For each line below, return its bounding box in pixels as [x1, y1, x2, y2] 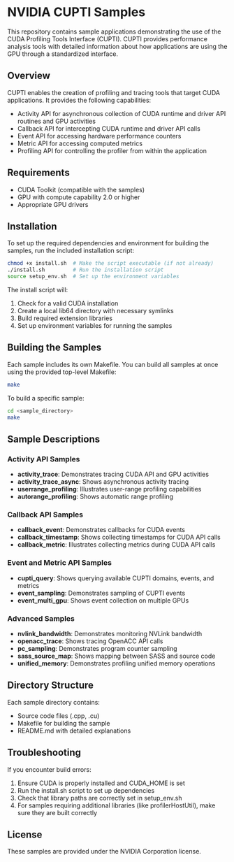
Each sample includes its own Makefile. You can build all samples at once [7, 360, 219, 368]
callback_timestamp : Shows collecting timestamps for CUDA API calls [17, 533, 221, 542]
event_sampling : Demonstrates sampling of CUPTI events [17, 589, 186, 597]
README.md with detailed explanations [17, 726, 131, 735]
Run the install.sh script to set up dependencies [17, 786, 155, 794]
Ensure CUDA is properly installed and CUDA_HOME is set [17, 779, 185, 787]
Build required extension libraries [17, 314, 113, 322]
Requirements [7, 167, 70, 179]
